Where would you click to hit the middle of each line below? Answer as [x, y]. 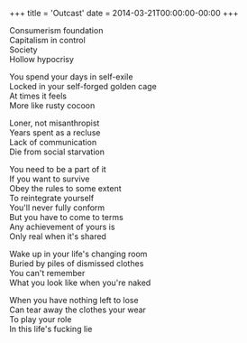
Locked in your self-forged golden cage [83, 86]
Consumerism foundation [56, 30]
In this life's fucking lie [51, 329]
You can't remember [47, 273]
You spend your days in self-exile [71, 77]
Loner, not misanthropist [55, 123]
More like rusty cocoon [52, 106]
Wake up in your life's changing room [78, 254]
